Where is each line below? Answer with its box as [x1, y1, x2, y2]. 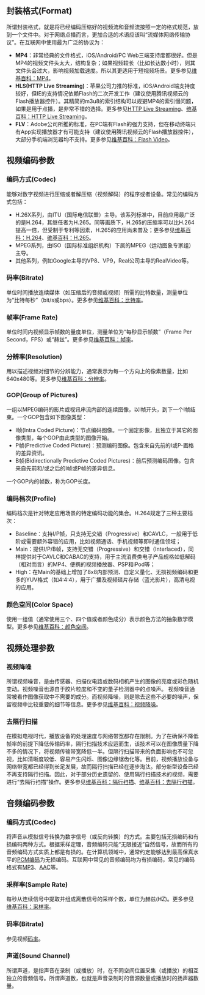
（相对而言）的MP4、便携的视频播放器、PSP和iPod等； [15, 561, 156, 568]
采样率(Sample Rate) [6, 880, 68, 889]
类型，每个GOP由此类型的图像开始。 [20, 434, 113, 441]
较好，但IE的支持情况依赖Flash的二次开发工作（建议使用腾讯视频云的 [15, 89, 189, 97]
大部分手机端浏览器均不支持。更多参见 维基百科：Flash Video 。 [15, 135, 174, 143]
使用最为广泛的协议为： [46, 39, 106, 46]
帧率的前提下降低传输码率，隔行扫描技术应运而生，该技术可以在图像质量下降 [6, 740, 199, 748]
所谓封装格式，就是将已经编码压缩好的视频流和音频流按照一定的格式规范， [6, 23, 193, 31]
